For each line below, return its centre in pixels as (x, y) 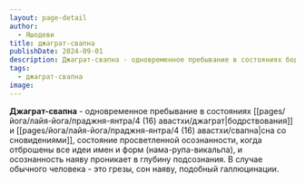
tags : (20, 69)
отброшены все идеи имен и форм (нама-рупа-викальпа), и (126, 149)
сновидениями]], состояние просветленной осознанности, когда (136, 140)
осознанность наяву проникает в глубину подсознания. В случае (136, 159)
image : (22, 85)
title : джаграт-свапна (52, 43)
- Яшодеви (36, 34)
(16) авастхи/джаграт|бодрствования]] (217, 120)
